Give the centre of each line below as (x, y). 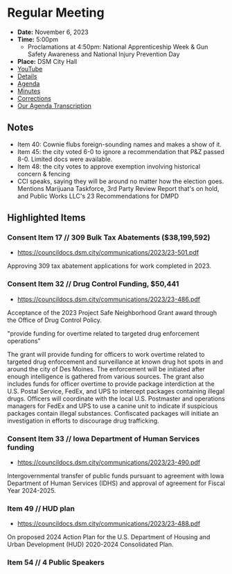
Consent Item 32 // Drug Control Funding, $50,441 (93, 284)
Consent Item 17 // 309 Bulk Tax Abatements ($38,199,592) (109, 237)
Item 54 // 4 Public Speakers (56, 562)
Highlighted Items (46, 218)
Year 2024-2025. (32, 491)
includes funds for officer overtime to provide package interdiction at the (111, 384)
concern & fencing (44, 174)
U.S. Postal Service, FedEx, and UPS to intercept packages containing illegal (116, 391)
